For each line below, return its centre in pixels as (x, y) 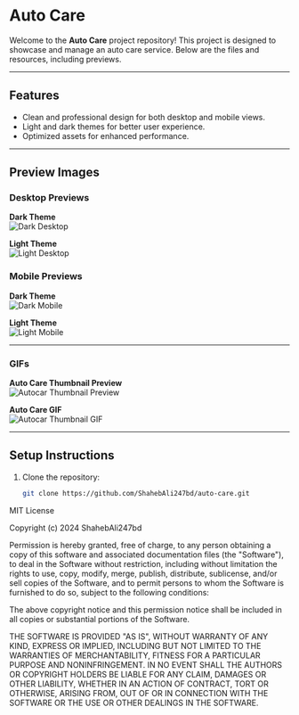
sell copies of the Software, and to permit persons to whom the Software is (147, 583)
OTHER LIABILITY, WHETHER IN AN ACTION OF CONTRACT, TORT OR (139, 684)
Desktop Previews (49, 198)
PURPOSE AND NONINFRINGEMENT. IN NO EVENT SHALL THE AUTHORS (146, 664)
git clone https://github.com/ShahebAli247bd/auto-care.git (136, 493)
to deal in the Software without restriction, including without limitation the (143, 563)
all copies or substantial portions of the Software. (99, 619)
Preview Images (54, 173)
